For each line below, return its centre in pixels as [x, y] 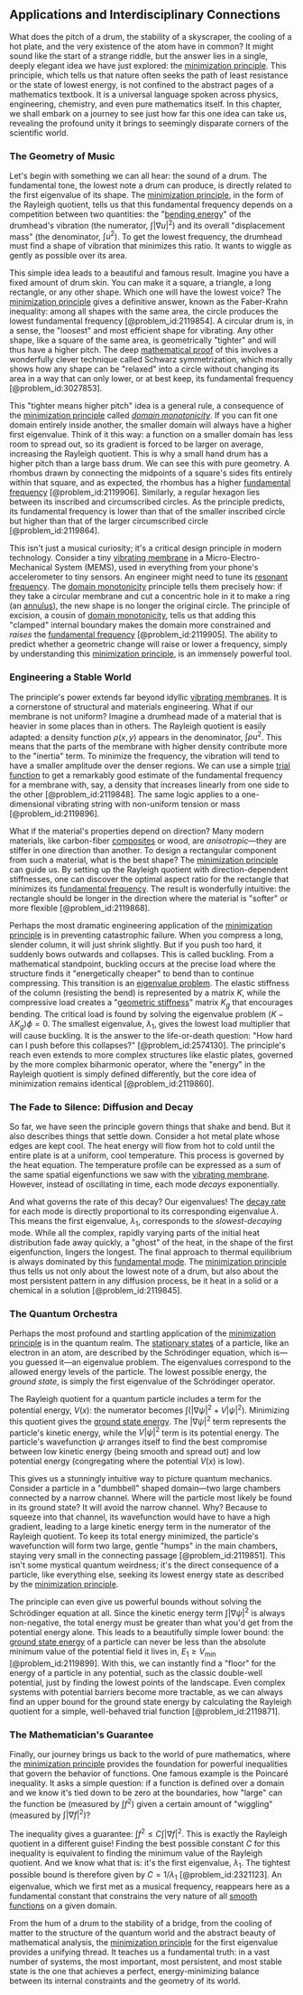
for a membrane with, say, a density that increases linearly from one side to [149, 785]
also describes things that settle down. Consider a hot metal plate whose [145, 1136]
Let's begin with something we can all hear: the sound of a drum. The [138, 176]
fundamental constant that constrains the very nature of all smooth [133, 1896]
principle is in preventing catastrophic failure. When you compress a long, [147, 936]
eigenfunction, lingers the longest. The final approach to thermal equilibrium [151, 1252]
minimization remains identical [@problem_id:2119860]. [112, 1083]
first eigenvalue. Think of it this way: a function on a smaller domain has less [151, 435]
